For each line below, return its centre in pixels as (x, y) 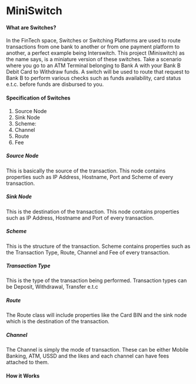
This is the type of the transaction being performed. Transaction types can (97, 280)
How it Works (23, 376)
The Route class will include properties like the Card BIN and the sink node (97, 315)
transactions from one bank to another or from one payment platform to (93, 47)
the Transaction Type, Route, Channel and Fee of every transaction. (88, 252)
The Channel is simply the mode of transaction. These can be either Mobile (97, 350)
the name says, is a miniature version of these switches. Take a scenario (94, 59)
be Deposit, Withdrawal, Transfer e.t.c (52, 287)
